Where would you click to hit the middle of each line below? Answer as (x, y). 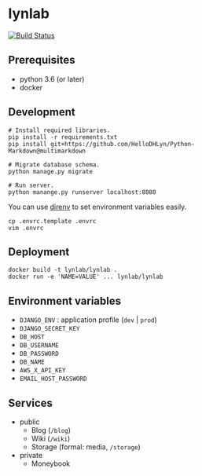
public (29, 422)
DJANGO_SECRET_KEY (50, 329)
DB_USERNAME (39, 346)
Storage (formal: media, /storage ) (86, 447)
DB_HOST (32, 337)
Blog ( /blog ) (51, 430)
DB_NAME (32, 362)
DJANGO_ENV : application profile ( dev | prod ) (88, 320)
